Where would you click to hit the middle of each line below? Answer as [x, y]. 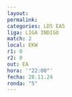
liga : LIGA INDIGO [33, 32]
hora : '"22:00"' [30, 70]
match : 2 [19, 39]
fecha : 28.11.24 [30, 77]
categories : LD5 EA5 [36, 26]
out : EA [18, 64]
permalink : [22, 20]
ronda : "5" [22, 83]
